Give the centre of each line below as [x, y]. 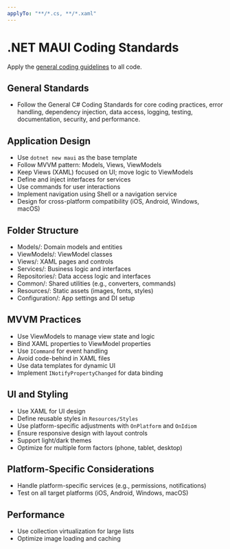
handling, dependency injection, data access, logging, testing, [105, 112]
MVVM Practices [44, 320]
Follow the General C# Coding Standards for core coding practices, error [120, 105]
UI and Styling [38, 395]
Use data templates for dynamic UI [66, 365]
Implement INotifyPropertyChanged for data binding [90, 373]
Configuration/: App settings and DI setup [76, 298]
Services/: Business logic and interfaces [74, 269]
